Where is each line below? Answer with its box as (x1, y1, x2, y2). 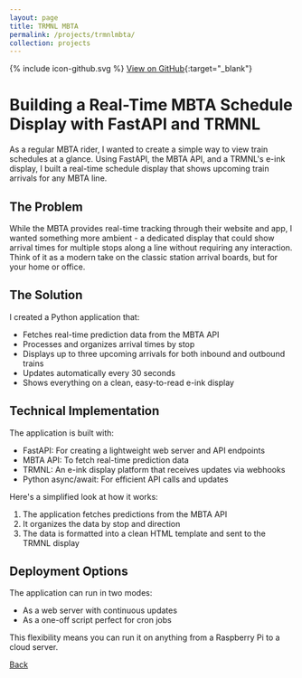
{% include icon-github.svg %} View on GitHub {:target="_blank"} (9, 63, 253, 74)
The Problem (9, 199, 83, 214)
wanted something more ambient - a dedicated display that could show (9, 232, 275, 243)
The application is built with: (9, 427, 115, 438)
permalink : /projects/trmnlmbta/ (9, 30, 136, 39)
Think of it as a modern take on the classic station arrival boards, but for (9, 252, 278, 262)
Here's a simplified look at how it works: (9, 491, 158, 502)
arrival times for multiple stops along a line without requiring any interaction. (9, 242, 293, 253)
